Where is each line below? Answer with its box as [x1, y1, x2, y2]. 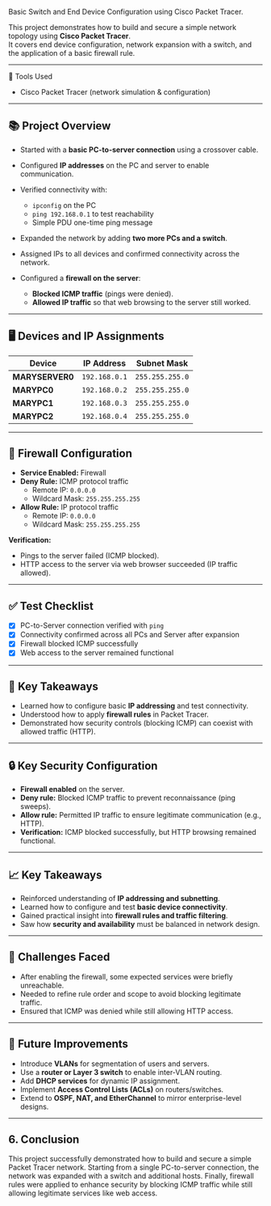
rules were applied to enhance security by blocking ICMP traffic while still [8, 1180, 252, 1190]
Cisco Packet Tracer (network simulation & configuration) [19, 87, 211, 96]
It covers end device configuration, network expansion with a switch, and [8, 40, 252, 49]
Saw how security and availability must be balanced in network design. [19, 919, 261, 929]
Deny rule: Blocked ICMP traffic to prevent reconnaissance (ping [19, 793, 236, 803]
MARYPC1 [12, 397, 54, 408]
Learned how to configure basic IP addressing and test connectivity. [19, 701, 248, 711]
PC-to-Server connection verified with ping [19, 620, 165, 630]
